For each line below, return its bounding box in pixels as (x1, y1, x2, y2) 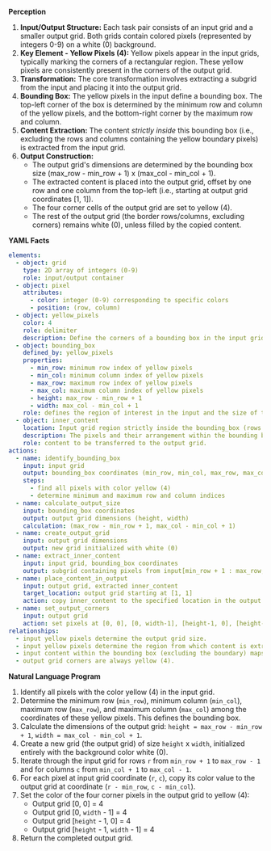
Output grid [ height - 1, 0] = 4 (31, 816, 131, 826)
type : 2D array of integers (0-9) (23, 266, 139, 274)
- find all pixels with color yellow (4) (29, 484, 172, 492)
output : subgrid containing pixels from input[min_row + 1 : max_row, (23, 567, 265, 575)
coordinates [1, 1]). (31, 194, 94, 204)
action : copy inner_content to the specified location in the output (23, 597, 262, 605)
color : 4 (23, 318, 52, 326)
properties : (23, 356, 63, 364)
